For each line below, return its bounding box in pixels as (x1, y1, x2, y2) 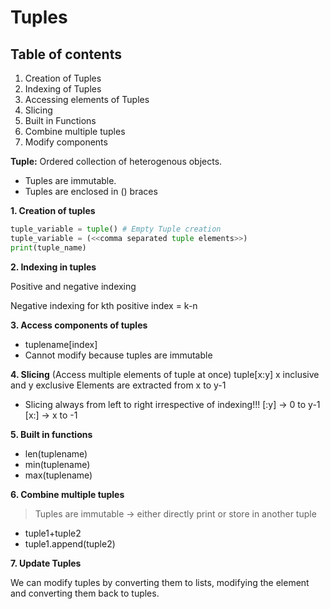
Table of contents (10, 46, 122, 63)
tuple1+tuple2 (24, 527, 82, 539)
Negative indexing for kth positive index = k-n (10, 299, 198, 311)
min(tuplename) (24, 458, 91, 470)
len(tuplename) (24, 447, 88, 460)
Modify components (24, 136, 108, 148)
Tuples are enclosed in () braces (24, 186, 158, 197)
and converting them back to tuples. (10, 587, 160, 599)
